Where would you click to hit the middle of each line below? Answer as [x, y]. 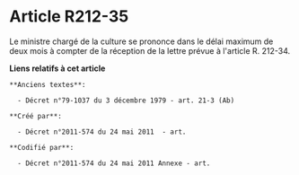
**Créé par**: [36, 116]
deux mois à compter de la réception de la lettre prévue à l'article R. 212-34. [150, 50]
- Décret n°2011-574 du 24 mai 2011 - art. [102, 132]
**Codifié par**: [42, 147]
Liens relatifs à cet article [57, 68]
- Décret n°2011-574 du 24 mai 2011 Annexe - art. [114, 163]
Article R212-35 [69, 17]
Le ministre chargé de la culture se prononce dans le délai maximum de [141, 41]
